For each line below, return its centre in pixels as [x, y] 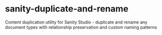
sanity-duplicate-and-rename [67, 9]
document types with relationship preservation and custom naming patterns [81, 27]
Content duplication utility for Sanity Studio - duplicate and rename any [76, 22]
